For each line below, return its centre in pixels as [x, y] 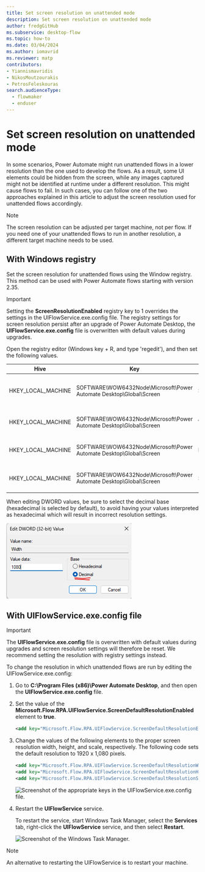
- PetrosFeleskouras [33, 84]
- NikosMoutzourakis [33, 77]
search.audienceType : [34, 91]
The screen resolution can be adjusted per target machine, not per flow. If [99, 227]
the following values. [32, 355]
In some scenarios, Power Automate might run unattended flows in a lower [100, 164]
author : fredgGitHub [33, 26]
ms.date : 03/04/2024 [33, 45]
